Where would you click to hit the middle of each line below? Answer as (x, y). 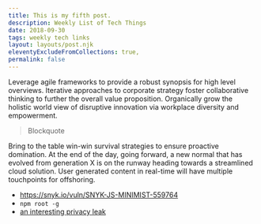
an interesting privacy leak (63, 211)
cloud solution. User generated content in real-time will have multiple (121, 171)
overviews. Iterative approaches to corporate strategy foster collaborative (129, 90)
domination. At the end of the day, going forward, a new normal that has (125, 154)
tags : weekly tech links (49, 37)
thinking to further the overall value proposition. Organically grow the (121, 99)
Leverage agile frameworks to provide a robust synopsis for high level (122, 82)
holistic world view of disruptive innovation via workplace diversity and (124, 106)
